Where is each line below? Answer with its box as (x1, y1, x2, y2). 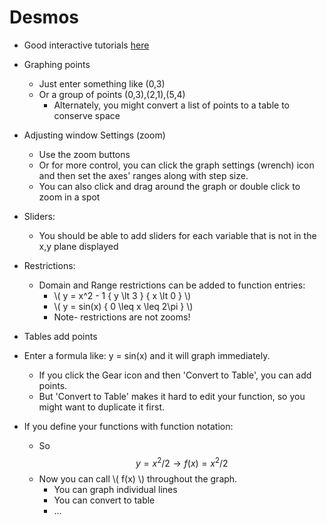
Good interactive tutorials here (23, 39, 150, 51)
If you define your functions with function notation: (23, 420, 234, 432)
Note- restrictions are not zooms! (53, 311, 191, 323)
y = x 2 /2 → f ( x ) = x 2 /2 (135, 455, 229, 469)
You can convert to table (53, 494, 156, 506)
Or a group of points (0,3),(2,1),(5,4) (38, 88, 186, 100)
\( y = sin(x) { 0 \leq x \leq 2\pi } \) (53, 300, 194, 312)
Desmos (9, 6, 79, 29)
